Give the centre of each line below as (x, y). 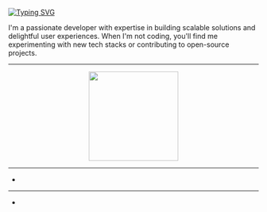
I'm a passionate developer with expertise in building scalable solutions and (132, 27)
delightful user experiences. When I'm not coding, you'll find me (113, 36)
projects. (23, 53)
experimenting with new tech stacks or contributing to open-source (119, 44)
